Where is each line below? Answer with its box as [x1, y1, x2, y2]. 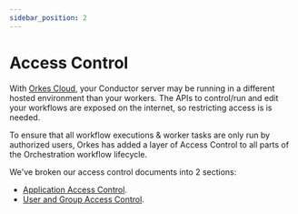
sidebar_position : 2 [9, 13, 88, 23]
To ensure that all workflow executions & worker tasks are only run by [9, 129, 271, 140]
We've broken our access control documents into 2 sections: [9, 166, 237, 178]
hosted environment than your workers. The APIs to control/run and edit [9, 92, 279, 103]
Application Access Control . [22, 184, 127, 195]
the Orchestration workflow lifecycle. [9, 148, 148, 159]
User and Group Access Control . [22, 193, 145, 205]
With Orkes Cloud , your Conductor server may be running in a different [9, 83, 275, 94]
